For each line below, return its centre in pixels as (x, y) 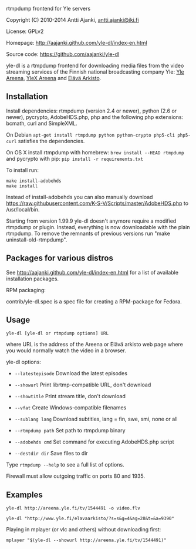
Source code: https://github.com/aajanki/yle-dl (63, 54)
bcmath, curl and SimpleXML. (42, 123)
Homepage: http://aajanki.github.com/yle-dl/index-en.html (77, 43)
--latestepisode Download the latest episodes (71, 373)
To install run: (23, 170)
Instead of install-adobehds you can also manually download (80, 197)
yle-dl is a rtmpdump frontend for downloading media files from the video (95, 65)
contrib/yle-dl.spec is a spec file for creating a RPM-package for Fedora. (94, 301)
